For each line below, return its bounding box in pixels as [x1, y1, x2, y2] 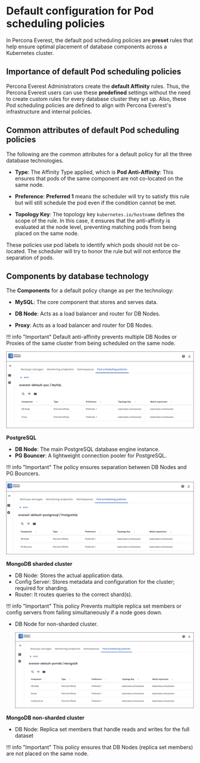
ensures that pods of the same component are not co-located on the [14, 174, 183, 182]
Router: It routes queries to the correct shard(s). [14, 590, 133, 598]
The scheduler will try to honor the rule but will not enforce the [27, 247, 181, 255]
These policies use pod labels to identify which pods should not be [6, 241, 171, 249]
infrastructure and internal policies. [6, 108, 92, 115]
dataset [14, 732, 34, 739]
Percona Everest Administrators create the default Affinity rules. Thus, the [6, 82, 189, 90]
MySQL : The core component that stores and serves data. [14, 299, 158, 306]
